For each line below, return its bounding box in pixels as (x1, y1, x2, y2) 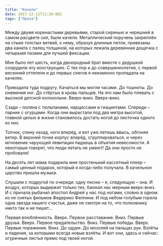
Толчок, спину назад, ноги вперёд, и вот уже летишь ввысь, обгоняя (5, 130, 148, 135)
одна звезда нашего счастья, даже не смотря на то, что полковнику (5, 200, 147, 206)
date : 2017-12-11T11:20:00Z (5, 12, 62, 17)
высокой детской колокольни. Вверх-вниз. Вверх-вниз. (5, 95, 121, 101)
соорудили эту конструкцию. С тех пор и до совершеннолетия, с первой (5, 65, 157, 71)
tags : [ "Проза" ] (5, 16, 38, 21)
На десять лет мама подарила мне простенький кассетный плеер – (5, 159, 146, 166)
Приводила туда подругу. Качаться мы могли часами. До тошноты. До (5, 85, 153, 91)
